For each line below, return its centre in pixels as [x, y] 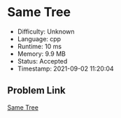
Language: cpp [39, 38]
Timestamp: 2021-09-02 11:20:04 [65, 68]
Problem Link [36, 90]
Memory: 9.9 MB [42, 54]
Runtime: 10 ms [39, 46]
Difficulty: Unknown [46, 31]
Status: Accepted [42, 61]
